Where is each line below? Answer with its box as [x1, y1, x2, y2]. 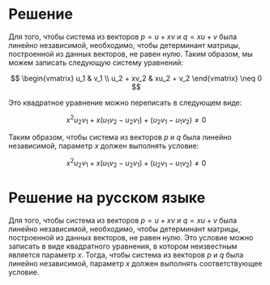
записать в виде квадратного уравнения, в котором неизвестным [8, 241, 238, 251]
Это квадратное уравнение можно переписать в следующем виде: [8, 97, 242, 107]
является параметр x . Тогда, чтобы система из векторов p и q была [8, 249, 244, 260]
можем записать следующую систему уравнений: [8, 58, 184, 67]
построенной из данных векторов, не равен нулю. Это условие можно [8, 232, 254, 242]
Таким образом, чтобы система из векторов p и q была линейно [8, 132, 233, 142]
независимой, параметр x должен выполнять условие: [8, 141, 199, 151]
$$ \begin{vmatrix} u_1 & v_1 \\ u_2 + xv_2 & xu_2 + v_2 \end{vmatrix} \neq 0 [11, 73, 262, 83]
